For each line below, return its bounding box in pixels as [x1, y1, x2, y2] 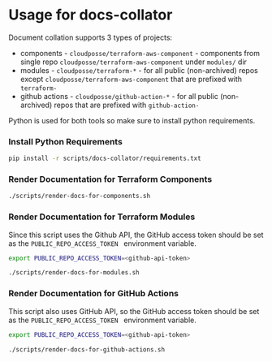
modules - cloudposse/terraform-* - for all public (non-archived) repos [19, 65, 258, 75]
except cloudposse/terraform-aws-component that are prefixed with [19, 74, 242, 84]
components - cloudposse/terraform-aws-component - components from [19, 48, 260, 58]
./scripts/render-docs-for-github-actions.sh [8, 345, 165, 354]
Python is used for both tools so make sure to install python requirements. [8, 115, 256, 125]
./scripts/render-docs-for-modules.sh [8, 269, 140, 277]
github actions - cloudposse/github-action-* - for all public [19, 91, 219, 101]
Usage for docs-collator [8, 6, 173, 24]
